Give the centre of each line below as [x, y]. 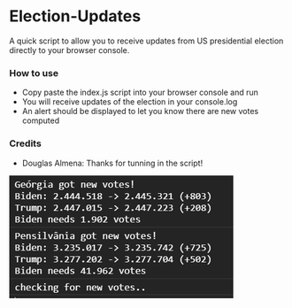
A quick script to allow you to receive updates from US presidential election [146, 41]
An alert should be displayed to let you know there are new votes [140, 112]
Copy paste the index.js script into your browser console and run [140, 92]
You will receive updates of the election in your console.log [130, 102]
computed [41, 120]
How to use [34, 73]
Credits [25, 143]
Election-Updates [75, 16]
